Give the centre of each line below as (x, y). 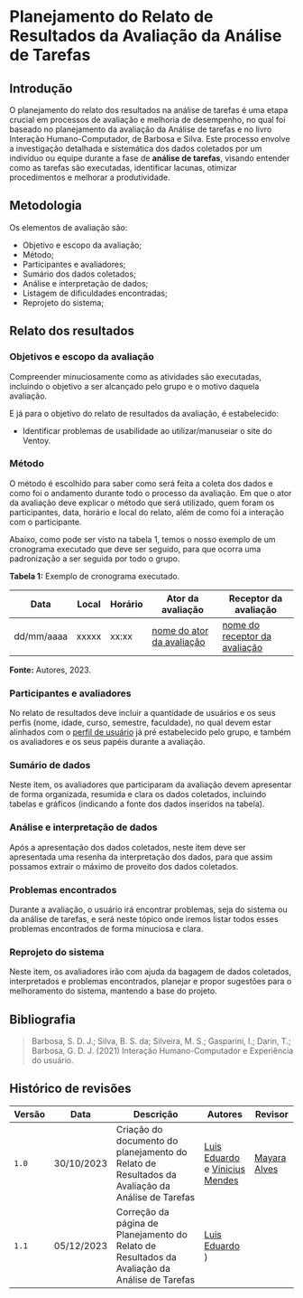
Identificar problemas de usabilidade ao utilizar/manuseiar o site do (147, 430)
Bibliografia (43, 1019)
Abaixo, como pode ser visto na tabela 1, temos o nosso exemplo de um (143, 539)
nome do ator (180, 630)
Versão (30, 1114)
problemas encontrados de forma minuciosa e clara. (106, 928)
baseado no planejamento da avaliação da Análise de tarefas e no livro (141, 129)
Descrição (156, 1114)
